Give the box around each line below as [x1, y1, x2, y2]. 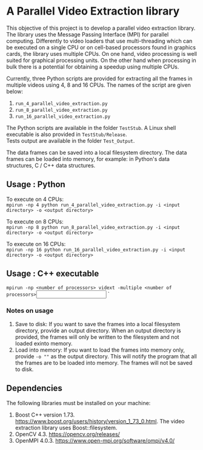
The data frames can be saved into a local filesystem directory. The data [6, 149, 187, 156]
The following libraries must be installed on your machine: [6, 399, 151, 406]
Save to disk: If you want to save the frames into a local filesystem [15, 320, 181, 327]
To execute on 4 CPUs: [6, 196, 64, 203]
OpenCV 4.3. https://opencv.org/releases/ [15, 430, 120, 438]
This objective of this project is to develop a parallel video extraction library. [6, 24, 196, 32]
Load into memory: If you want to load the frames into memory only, [15, 346, 185, 353]
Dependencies [6, 383, 62, 394]
